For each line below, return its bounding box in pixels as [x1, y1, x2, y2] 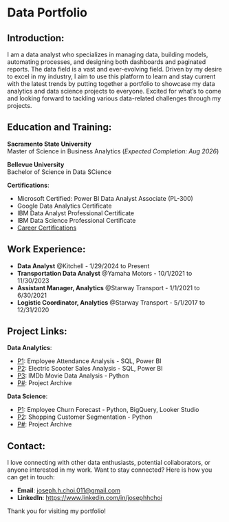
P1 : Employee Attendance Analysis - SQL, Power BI [17, 357, 162, 365]
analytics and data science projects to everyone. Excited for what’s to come [7, 87, 221, 95]
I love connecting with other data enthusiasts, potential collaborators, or [7, 459, 211, 467]
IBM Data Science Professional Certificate [17, 216, 136, 224]
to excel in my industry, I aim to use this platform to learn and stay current [7, 72, 216, 80]
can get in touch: [7, 473, 55, 481]
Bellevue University [7, 160, 65, 168]
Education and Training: [7, 122, 112, 133]
